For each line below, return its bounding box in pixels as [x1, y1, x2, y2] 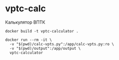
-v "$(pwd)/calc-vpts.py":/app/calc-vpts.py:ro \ [9, 41, 114, 47]
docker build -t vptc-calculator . [5, 29, 79, 33]
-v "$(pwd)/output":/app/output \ [9, 46, 81, 51]
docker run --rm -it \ [5, 37, 52, 42]
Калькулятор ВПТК [5, 19, 46, 25]
